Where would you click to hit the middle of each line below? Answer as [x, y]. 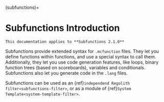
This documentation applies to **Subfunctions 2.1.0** [65, 42]
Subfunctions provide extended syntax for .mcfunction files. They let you [82, 51]
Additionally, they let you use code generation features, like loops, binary [82, 62]
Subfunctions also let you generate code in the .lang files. [66, 73]
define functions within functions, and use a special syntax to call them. [81, 56]
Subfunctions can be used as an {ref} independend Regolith [68, 83]
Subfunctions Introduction [63, 28]
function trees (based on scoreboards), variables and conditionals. [75, 67]
